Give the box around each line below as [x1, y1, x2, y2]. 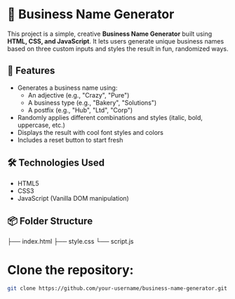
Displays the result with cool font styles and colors [17, 128, 163, 136]
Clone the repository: [7, 262, 134, 278]
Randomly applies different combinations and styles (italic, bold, [17, 113, 203, 121]
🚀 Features [7, 65, 55, 77]
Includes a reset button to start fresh [17, 135, 123, 144]
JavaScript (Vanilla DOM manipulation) [17, 194, 130, 202]
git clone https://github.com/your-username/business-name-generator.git [7, 285, 228, 292]
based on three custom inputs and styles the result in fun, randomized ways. [7, 44, 229, 53]
